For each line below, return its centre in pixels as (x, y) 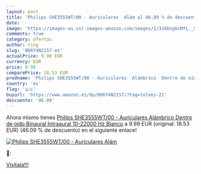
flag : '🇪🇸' (21, 89)
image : (14, 28)
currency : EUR (24, 61)
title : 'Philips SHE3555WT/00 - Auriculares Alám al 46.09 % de (89, 17)
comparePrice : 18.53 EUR (37, 73)
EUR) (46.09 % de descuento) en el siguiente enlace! (72, 130)
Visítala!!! (17, 164)
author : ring (22, 45)
